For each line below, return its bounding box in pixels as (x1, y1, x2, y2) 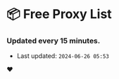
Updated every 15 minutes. (6, 36, 101, 46)
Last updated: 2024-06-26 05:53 (16, 52, 110, 60)
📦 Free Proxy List (6, 6, 112, 22)
